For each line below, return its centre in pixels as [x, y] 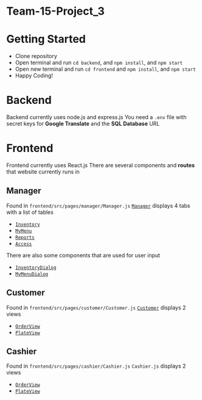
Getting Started [46, 39]
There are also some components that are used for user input [83, 255]
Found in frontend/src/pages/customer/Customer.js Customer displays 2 [96, 307]
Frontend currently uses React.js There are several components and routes [101, 165]
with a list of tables [30, 212]
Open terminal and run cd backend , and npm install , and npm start [99, 63]
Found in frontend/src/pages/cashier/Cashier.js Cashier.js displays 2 [96, 366]
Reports [25, 237]
